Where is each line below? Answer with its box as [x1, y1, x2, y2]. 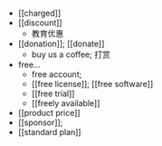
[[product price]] [17, 108, 81, 118]
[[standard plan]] [17, 127, 81, 137]
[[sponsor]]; [17, 117, 63, 128]
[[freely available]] [31, 98, 100, 108]
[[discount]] [17, 17, 62, 28]
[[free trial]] [31, 88, 75, 99]
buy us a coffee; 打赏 [31, 49, 110, 60]
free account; [31, 69, 82, 80]
